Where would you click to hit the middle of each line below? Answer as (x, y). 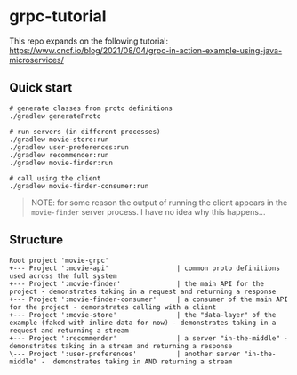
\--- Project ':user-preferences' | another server (125, 354)
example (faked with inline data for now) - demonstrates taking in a (143, 323)
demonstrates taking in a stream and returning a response (121, 346)
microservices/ (36, 60)
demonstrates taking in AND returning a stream (143, 362)
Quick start (41, 88)
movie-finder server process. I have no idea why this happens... (148, 211)
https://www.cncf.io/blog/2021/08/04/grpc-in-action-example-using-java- (146, 50)
